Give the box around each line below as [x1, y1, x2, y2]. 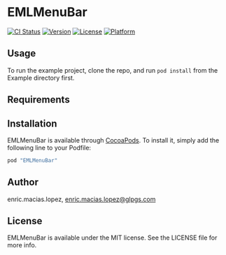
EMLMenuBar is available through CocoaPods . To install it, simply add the [7, 136, 220, 144]
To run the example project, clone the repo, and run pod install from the [7, 66, 218, 74]
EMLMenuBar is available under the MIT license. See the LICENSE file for [7, 233, 218, 242]
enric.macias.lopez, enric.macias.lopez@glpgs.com [7, 195, 156, 203]
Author [7, 176, 38, 189]
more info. [7, 241, 37, 249]
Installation [7, 117, 57, 129]
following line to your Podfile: [7, 143, 92, 152]
